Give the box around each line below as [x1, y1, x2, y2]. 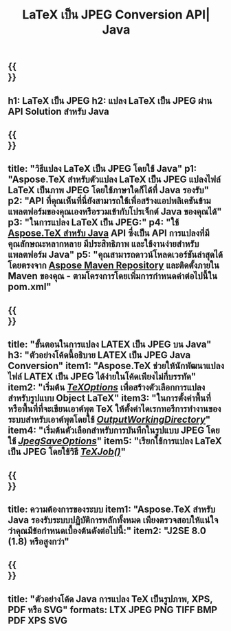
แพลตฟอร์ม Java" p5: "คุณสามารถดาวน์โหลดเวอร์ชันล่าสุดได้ [8, 249, 223, 261]
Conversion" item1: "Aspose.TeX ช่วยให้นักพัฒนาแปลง [8, 360, 224, 372]
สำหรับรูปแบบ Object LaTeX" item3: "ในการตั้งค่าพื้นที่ [8, 392, 212, 404]
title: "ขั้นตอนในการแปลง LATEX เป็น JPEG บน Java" [8, 339, 212, 351]
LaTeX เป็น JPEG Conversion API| [22, 7, 210, 23]
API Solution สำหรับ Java [8, 105, 109, 117]
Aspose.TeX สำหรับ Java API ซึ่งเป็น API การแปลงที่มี [8, 228, 210, 239]
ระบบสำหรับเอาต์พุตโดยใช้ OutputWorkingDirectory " [8, 414, 211, 425]
